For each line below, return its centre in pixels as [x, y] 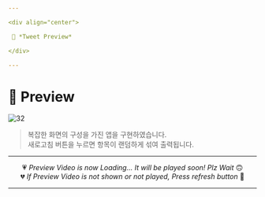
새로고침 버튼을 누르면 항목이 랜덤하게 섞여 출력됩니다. [111, 145]
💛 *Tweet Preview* [42, 36]
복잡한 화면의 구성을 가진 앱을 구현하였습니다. [97, 135]
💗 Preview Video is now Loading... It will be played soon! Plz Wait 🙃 [132, 168]
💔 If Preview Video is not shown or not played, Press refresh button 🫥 [132, 177]
